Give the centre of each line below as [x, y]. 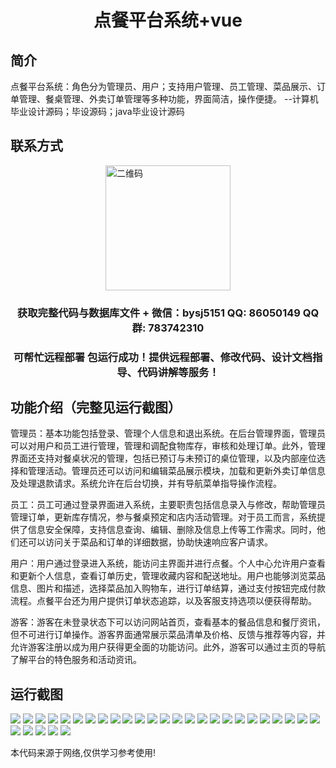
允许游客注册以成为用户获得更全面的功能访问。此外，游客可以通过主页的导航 [168, 647]
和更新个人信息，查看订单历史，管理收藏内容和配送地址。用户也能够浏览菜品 [168, 576]
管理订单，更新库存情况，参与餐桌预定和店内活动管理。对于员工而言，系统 [163, 517]
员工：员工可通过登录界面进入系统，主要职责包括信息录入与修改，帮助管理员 [168, 505]
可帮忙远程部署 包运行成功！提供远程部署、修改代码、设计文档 [163, 357]
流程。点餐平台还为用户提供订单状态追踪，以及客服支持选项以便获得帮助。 [163, 601]
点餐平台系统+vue [168, 20]
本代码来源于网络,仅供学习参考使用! [83, 753]
